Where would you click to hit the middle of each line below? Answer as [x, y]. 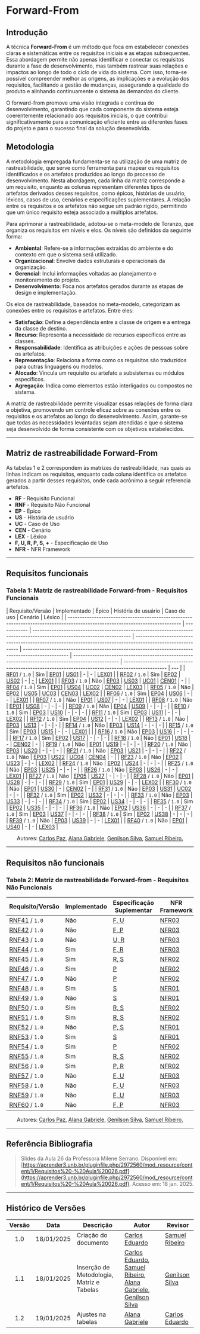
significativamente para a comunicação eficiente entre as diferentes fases [97, 122]
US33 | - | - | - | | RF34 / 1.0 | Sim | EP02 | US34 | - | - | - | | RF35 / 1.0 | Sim [100, 801]
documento [93, 1243]
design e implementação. [46, 292]
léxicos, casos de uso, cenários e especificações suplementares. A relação [98, 199]
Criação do [92, 1235]
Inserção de [93, 1267]
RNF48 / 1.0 [26, 988]
